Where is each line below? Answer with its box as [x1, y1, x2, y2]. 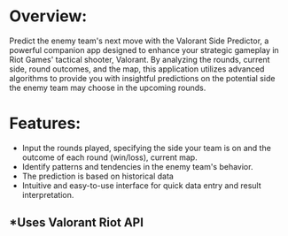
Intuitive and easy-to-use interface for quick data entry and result [21, 179, 261, 191]
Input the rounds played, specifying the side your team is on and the [21, 142, 272, 153]
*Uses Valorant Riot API [9, 215, 144, 231]
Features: [9, 113, 82, 133]
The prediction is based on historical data [21, 171, 175, 181]
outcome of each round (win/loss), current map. [21, 152, 198, 163]
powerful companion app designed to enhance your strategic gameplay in [9, 44, 279, 55]
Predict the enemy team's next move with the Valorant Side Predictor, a [9, 35, 269, 46]
